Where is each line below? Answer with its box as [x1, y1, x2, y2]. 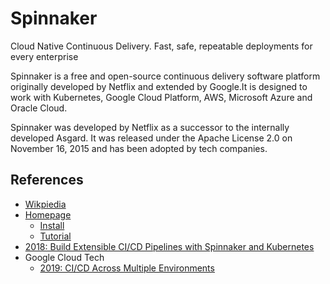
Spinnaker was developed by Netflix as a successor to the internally [10, 121, 290, 133]
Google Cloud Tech [24, 251, 105, 263]
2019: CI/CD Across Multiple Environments [39, 262, 215, 274]
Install [39, 219, 65, 231]
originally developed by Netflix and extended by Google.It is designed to [10, 80, 308, 92]
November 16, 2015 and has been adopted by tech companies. [10, 142, 268, 154]
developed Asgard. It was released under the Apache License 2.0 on [10, 132, 293, 144]
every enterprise [10, 50, 79, 62]
